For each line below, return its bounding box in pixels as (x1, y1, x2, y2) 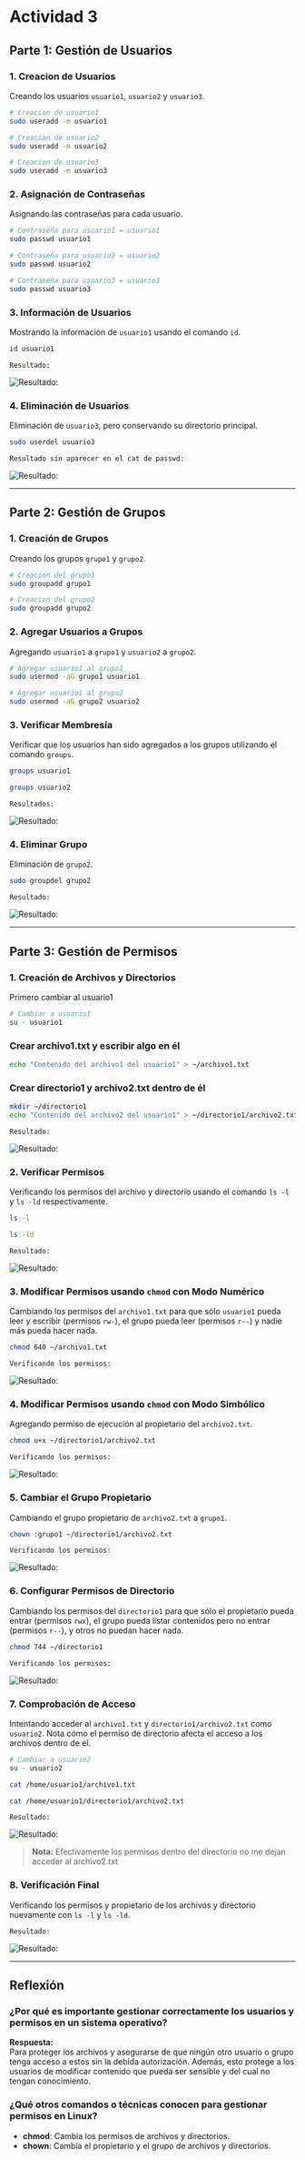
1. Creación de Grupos (9, 532, 109, 545)
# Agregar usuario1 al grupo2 (9, 689, 124, 698)
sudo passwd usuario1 (9, 235, 92, 244)
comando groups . (9, 749, 74, 760)
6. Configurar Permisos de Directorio (9, 1585, 175, 1597)
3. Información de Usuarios (9, 306, 132, 319)
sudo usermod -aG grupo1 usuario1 (9, 672, 141, 682)
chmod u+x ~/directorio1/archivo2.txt (9, 1436, 156, 1445)
